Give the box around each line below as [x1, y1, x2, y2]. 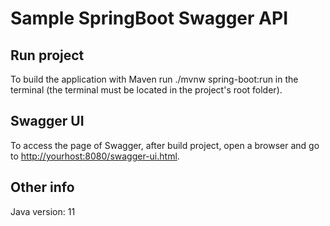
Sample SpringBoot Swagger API [10, 7, 288, 30]
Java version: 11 [10, 205, 76, 217]
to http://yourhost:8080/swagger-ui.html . [10, 150, 180, 162]
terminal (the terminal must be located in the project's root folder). [10, 84, 283, 96]
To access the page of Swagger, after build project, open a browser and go [10, 139, 320, 151]
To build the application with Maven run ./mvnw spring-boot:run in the [10, 73, 299, 85]
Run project [10, 47, 85, 64]
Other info [10, 179, 75, 196]
